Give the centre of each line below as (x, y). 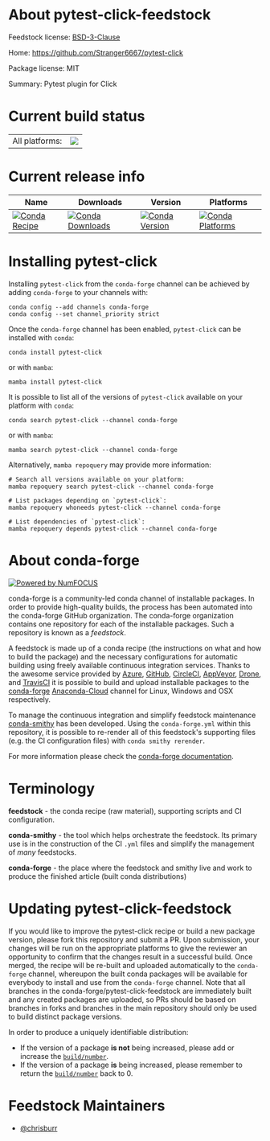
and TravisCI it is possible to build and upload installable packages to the (129, 682)
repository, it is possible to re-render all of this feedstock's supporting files (132, 732)
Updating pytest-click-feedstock (120, 908)
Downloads (100, 202)
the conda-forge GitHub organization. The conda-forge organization (121, 615)
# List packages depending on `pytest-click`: (88, 500)
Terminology (51, 788)
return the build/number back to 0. (76, 1073)
